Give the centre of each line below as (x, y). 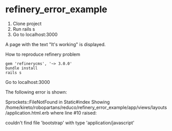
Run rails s (24, 29)
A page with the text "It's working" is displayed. (56, 44)
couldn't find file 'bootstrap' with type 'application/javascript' (70, 123)
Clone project (27, 24)
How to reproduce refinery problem (43, 54)
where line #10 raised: (74, 113)
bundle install (22, 68)
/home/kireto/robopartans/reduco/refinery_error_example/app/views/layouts (86, 107)
